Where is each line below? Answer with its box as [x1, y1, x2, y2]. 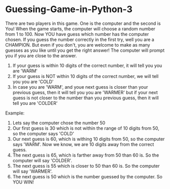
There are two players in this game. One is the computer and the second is [5, 20, 161, 26]
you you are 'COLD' [12, 79, 54, 85]
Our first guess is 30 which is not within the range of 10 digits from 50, [12, 125, 159, 131]
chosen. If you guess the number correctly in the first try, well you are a [5, 36, 154, 43]
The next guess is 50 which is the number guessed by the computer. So [12, 173, 163, 179]
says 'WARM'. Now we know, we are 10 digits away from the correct [12, 141, 154, 147]
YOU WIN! [12, 179, 34, 185]
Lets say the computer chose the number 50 [12, 120, 105, 126]
